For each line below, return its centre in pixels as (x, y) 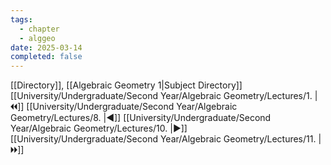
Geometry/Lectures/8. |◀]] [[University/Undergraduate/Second (141, 118)
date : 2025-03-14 (46, 47)
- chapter (39, 29)
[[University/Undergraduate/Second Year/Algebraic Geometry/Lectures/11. (163, 139)
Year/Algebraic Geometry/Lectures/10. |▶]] (99, 128)
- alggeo (37, 38)
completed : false (46, 57)
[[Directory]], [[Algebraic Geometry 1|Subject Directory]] (126, 85)
